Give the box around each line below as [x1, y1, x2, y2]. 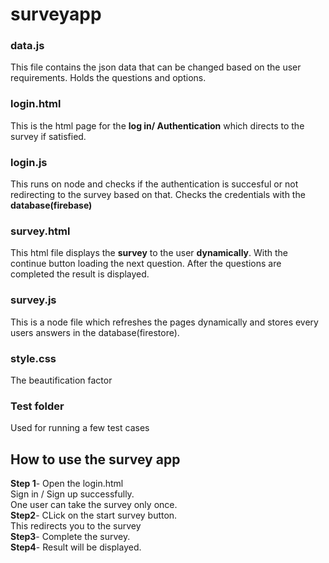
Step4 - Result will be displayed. [10, 541, 142, 553]
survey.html [10, 224, 71, 238]
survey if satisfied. [10, 130, 87, 142]
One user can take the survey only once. [10, 499, 178, 511]
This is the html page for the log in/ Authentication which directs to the [10, 119, 305, 132]
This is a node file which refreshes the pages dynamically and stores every [10, 316, 319, 328]
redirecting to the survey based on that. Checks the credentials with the [10, 189, 306, 201]
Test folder [10, 399, 65, 413]
